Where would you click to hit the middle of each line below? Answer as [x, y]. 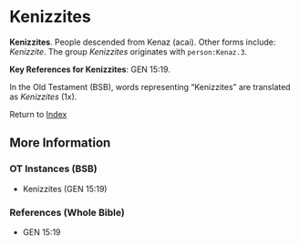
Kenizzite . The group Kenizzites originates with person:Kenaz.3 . [129, 51]
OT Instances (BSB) [53, 168]
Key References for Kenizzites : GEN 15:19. [90, 69]
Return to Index [38, 114]
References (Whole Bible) [67, 212]
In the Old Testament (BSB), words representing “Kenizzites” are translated [150, 87]
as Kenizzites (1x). [43, 97]
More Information [60, 143]
